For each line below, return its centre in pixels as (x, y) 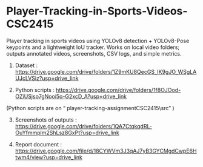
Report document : (38, 144)
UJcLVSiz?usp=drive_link (47, 78)
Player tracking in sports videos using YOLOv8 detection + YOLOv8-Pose (98, 41)
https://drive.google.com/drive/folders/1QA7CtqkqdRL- (84, 126)
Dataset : (26, 65)
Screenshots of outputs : (46, 120)
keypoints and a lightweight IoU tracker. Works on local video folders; (93, 47)
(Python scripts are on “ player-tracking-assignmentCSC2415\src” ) (90, 108)
